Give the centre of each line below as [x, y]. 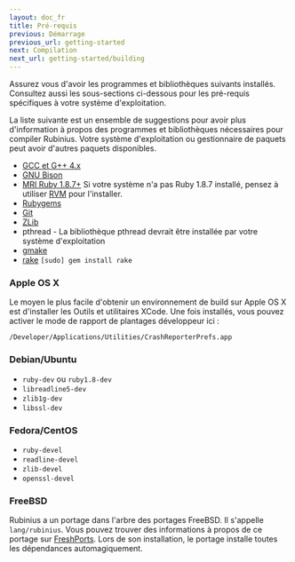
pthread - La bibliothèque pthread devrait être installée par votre [140, 231]
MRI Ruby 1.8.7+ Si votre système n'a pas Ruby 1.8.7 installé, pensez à [150, 184]
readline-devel [50, 459]
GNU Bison [42, 175]
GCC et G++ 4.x [52, 166]
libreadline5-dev [54, 389]
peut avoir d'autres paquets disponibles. [83, 148]
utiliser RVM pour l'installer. [72, 194]
